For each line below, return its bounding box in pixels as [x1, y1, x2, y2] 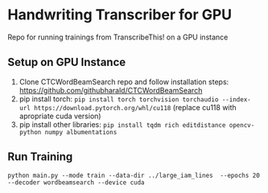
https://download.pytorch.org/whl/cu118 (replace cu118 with [34, 102, 237, 112]
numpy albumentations [44, 128, 118, 136]
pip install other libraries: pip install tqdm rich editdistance [19, 119, 226, 129]
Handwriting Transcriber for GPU [7, 6, 233, 24]
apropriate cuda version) [19, 111, 101, 121]
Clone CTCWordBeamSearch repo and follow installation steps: [19, 76, 229, 86]
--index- [221, 95, 251, 104]
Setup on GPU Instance [7, 55, 126, 69]
